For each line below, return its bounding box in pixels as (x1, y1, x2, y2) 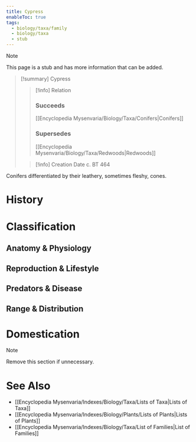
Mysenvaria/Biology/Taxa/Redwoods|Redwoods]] (35, 149, 156, 157)
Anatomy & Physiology (6, 243, 92, 253)
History (6, 193, 44, 206)
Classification (6, 220, 76, 233)
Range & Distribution (6, 304, 84, 314)
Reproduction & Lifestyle (6, 264, 99, 274)
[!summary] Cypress (20, 75, 71, 82)
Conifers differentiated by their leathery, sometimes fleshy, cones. (6, 172, 167, 179)
